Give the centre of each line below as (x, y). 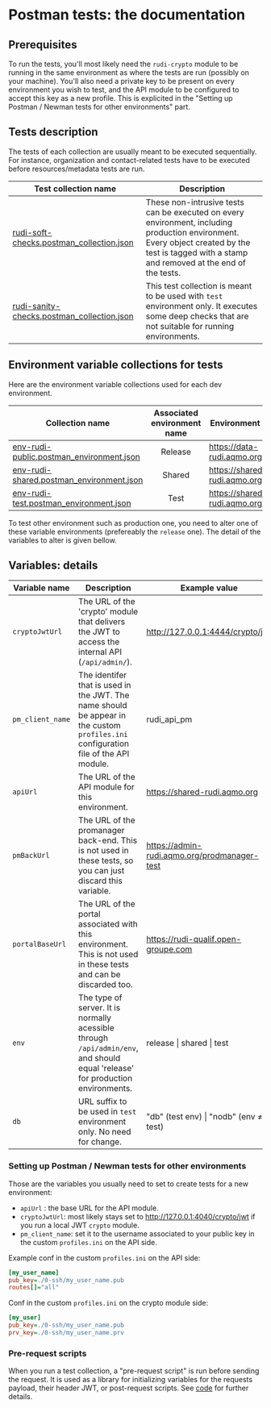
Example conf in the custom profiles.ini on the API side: (104, 1258)
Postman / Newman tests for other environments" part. (100, 107)
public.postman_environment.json (76, 456)
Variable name (42, 588)
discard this (100, 881)
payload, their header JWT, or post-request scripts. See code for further (129, 1388)
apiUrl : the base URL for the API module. (89, 1208)
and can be (99, 975)
